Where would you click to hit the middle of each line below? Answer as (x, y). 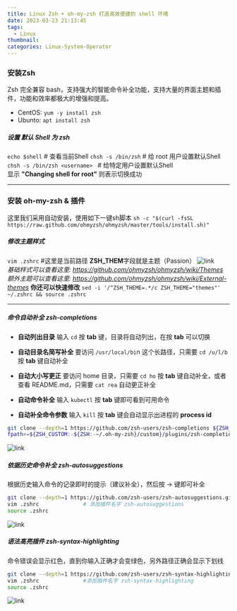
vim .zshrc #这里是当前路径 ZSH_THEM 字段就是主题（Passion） (102, 261)
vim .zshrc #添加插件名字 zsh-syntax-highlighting (101, 581)
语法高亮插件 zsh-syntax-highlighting (63, 542)
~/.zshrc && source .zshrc (47, 295)
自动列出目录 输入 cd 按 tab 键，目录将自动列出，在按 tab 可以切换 (114, 336)
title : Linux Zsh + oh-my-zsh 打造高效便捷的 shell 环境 (88, 14)
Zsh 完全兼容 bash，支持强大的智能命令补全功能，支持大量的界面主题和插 (114, 90)
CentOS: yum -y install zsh (59, 113)
